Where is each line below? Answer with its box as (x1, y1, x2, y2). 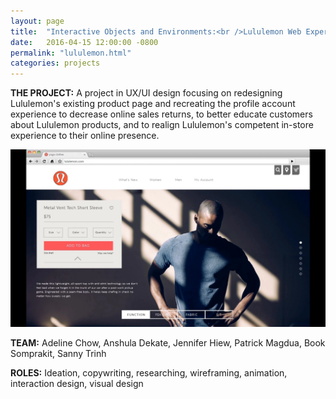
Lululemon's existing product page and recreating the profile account (10, 98, 296, 110)
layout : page (10, 16, 65, 26)
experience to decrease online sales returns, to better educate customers (10, 108, 313, 120)
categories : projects (10, 58, 101, 69)
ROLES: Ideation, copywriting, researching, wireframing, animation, (10, 366, 288, 379)
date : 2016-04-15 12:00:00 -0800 (10, 37, 159, 47)
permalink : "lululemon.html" (10, 48, 132, 58)
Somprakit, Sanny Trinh (10, 347, 107, 359)
